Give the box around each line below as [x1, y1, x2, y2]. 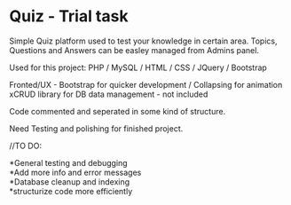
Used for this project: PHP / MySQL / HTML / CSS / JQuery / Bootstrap [9, 62, 268, 73]
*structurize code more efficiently [9, 185, 133, 196]
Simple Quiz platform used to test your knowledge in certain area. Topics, [9, 35, 278, 46]
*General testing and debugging [9, 157, 128, 168]
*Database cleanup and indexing [9, 176, 130, 187]
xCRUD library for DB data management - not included [9, 89, 208, 99]
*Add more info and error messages [9, 167, 142, 177]
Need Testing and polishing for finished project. [9, 122, 184, 134]
